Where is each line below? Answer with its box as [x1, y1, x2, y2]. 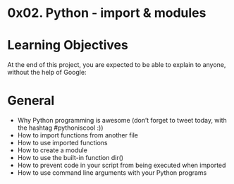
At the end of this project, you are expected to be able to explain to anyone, [7, 61, 226, 69]
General [7, 93, 55, 109]
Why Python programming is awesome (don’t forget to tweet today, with [17, 116, 227, 125]
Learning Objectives [7, 37, 128, 54]
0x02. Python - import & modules [7, 5, 207, 21]
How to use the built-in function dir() [17, 154, 124, 162]
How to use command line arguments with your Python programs [17, 168, 207, 177]
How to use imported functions [17, 139, 108, 147]
